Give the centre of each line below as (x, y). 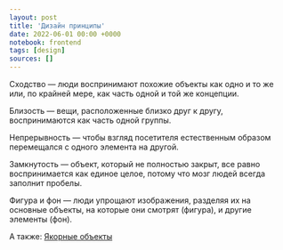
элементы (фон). (41, 219)
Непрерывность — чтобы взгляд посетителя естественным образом (140, 137)
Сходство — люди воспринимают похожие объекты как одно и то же (141, 84)
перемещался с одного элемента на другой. (94, 147)
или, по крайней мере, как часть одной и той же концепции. (124, 93)
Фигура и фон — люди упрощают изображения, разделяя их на (130, 200)
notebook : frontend (45, 42)
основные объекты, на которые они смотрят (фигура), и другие (130, 210)
